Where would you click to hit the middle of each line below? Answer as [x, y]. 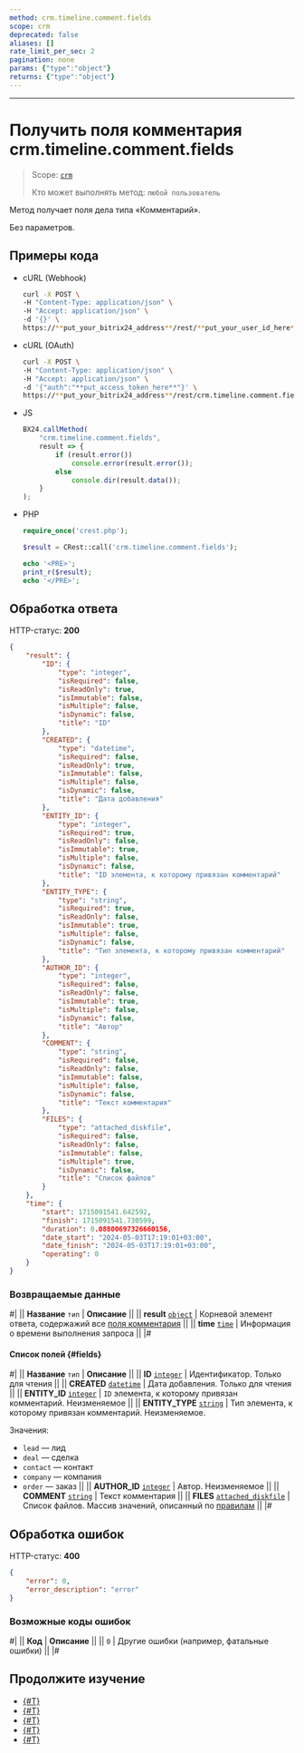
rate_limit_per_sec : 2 [52, 52]
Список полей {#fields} [56, 1354]
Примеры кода [54, 256]
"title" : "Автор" [90, 1027]
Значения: [29, 1430]
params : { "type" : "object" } [60, 69]
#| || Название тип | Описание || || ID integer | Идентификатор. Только [146, 1374]
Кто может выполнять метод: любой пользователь [126, 192]
